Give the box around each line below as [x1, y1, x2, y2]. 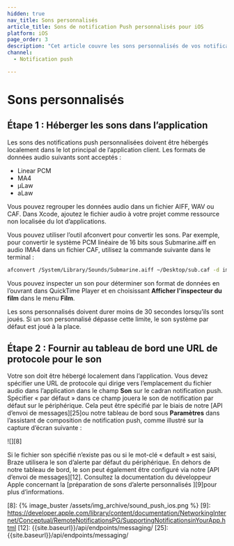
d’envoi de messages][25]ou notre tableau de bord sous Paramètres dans [7, 409, 220, 418]
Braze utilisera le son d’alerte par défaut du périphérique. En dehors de [7, 458, 211, 466]
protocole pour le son [7, 353, 102, 365]
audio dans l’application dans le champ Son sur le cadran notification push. [7, 387, 223, 395]
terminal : [7, 253, 35, 261]
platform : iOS [7, 29, 49, 37]
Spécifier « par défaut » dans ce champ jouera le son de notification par [7, 394, 214, 402]
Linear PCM [17, 166, 52, 175]
